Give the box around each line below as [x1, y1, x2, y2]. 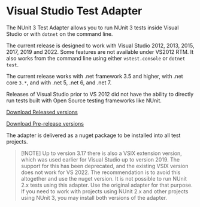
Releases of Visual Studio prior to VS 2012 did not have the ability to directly [6, 90, 194, 98]
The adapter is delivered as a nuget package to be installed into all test [6, 132, 181, 139]
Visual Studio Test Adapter [6, 4, 143, 18]
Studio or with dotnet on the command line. [6, 30, 113, 37]
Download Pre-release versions [6, 120, 84, 127]
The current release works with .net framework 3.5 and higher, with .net [6, 72, 184, 80]
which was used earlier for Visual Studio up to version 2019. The [20, 156, 180, 163]
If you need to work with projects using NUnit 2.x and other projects [20, 187, 189, 195]
